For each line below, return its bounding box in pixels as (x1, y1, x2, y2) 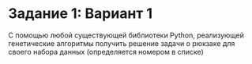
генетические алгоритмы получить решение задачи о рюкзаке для (8, 38, 235, 48)
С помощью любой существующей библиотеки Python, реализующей (8, 30, 245, 40)
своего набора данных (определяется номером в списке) (8, 47, 204, 56)
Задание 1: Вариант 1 (8, 5, 152, 23)
